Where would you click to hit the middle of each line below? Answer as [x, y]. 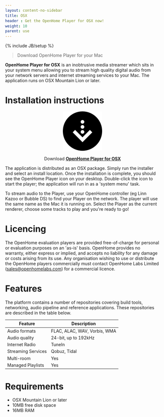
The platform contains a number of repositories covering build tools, [74, 302]
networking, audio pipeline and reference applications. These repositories [80, 307]
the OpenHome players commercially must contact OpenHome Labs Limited [82, 264]
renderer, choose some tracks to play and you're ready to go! [67, 209]
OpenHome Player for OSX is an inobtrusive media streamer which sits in [79, 65]
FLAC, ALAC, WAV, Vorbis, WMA [83, 331]
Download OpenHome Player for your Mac [60, 55]
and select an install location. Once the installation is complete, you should [81, 174]
